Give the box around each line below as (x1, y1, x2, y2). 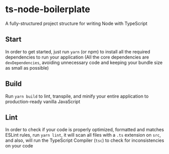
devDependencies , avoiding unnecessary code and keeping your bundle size (5, 59, 163, 66)
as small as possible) (5, 65, 49, 71)
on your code (5, 143, 33, 149)
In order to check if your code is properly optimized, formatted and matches (5, 127, 164, 133)
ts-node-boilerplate (5, 4, 90, 15)
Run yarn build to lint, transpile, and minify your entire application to (5, 93, 149, 99)
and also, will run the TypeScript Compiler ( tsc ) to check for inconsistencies (5, 137, 164, 143)
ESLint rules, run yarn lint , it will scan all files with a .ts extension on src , (5, 132, 161, 138)
